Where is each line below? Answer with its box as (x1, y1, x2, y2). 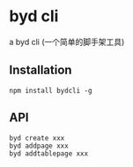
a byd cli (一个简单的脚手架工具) (9, 36, 125, 47)
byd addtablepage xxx (9, 148, 89, 158)
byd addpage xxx (9, 141, 69, 150)
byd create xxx (9, 133, 65, 142)
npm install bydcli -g (9, 86, 92, 95)
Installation (9, 63, 72, 78)
